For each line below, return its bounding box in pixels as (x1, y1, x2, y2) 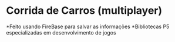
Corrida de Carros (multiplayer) (6, 4, 163, 17)
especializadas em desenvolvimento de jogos (6, 29, 116, 36)
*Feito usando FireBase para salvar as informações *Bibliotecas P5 (6, 23, 170, 30)
